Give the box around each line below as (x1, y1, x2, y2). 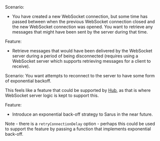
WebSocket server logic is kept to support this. (5, 92, 99, 98)
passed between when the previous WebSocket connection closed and (12, 19, 155, 24)
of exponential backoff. (5, 78, 52, 84)
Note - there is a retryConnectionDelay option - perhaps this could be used (5, 121, 156, 126)
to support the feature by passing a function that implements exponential (5, 126, 151, 132)
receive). (12, 63, 30, 69)
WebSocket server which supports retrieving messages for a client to (12, 58, 151, 64)
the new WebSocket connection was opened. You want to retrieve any (12, 24, 153, 30)
